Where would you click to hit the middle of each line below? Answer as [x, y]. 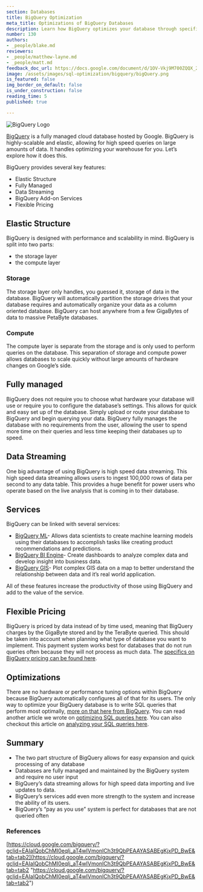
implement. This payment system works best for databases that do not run [99, 646]
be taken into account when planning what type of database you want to [96, 639]
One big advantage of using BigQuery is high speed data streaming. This [97, 471]
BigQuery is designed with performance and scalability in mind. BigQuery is [100, 238]
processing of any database [50, 764]
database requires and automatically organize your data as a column [92, 304]
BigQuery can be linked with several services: [63, 524]
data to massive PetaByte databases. [52, 317]
